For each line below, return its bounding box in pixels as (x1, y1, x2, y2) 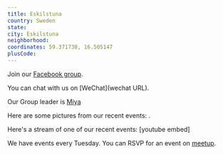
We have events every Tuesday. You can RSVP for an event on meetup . (7, 138, 217, 147)
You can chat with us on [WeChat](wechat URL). (7, 83, 150, 92)
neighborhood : (7, 37, 50, 44)
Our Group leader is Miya (7, 97, 81, 106)
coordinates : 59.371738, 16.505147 (7, 43, 113, 51)
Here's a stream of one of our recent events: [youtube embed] (7, 125, 190, 133)
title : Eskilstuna (7, 10, 62, 18)
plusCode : (7, 51, 37, 58)
